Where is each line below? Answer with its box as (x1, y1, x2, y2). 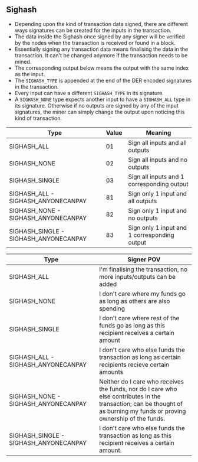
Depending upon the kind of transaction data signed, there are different (14, 20, 189, 27)
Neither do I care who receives (99, 378, 184, 386)
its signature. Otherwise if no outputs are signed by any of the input (14, 102, 179, 109)
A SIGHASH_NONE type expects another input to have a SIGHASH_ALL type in (14, 96, 191, 103)
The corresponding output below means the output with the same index (14, 64, 189, 71)
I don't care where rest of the (99, 314, 180, 322)
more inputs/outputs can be (99, 272, 176, 281)
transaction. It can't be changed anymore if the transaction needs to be (14, 51, 188, 58)
